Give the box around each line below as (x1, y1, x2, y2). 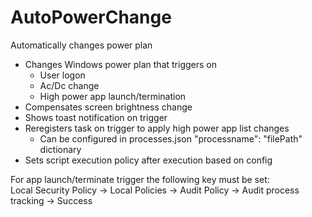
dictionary (39, 143, 82, 155)
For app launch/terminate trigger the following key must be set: (10, 173, 270, 185)
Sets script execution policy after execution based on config (24, 154, 273, 166)
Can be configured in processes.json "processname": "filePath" (39, 132, 303, 145)
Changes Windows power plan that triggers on (24, 58, 217, 70)
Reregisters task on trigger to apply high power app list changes (24, 122, 290, 134)
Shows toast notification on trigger (24, 111, 168, 123)
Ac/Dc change (39, 79, 100, 91)
